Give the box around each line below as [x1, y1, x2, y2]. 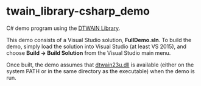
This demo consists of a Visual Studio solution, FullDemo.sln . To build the [6, 36, 192, 43]
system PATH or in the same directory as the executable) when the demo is [6, 67, 195, 74]
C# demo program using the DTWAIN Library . [6, 24, 121, 32]
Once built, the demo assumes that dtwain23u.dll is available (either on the [6, 61, 194, 68]
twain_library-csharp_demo [6, 4, 150, 18]
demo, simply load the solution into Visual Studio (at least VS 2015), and [6, 43, 187, 50]
